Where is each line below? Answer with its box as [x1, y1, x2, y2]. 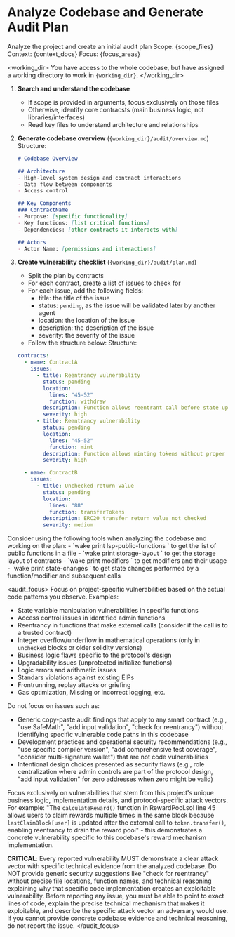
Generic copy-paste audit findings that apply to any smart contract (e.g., [17, 715, 227, 724]
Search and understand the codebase [17, 84, 130, 93]
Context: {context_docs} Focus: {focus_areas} [7, 50, 140, 58]
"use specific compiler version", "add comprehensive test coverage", [17, 745, 217, 754]
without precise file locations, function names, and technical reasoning [7, 877, 212, 885]
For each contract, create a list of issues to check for [27, 279, 181, 288]
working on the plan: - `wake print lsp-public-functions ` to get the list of [7, 542, 217, 550]
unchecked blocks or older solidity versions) [17, 644, 142, 652]
